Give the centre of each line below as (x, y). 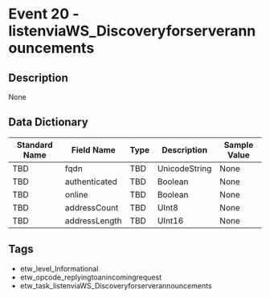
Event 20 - (44, 14)
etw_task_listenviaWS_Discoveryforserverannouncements (116, 285)
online (76, 194)
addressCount (92, 207)
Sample (239, 145)
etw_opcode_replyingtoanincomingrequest (91, 277)
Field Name (94, 149)
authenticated (91, 182)
